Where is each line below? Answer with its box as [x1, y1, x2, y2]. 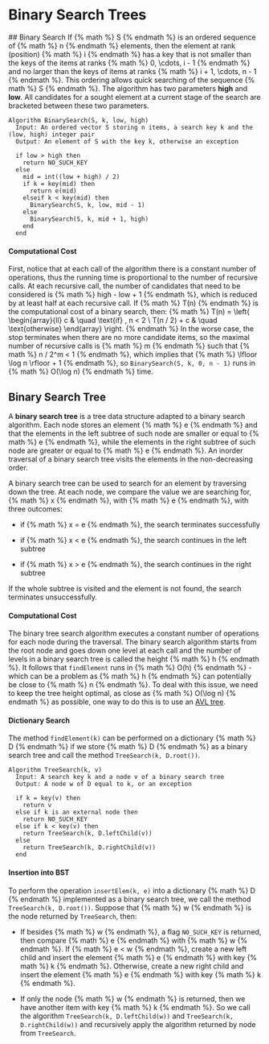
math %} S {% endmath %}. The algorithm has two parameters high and [8, 83, 248, 93]
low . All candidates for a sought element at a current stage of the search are [8, 92, 261, 101]
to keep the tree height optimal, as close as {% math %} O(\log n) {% [8, 689, 237, 698]
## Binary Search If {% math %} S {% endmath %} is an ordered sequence [8, 32, 256, 42]
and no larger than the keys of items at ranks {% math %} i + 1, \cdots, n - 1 [8, 66, 257, 76]
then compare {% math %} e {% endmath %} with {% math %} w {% [19, 935, 247, 945]
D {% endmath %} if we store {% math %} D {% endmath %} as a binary [8, 742, 248, 752]
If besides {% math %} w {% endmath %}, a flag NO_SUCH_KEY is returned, [19, 926, 262, 936]
